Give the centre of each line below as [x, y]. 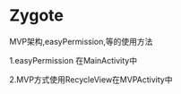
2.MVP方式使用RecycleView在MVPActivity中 [91, 79]
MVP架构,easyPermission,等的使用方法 [81, 41]
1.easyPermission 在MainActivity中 [73, 60]
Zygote [37, 16]
